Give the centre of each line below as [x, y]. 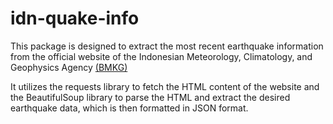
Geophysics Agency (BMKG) [69, 67]
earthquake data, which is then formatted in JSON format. [129, 108]
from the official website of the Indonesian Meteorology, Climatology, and [161, 56]
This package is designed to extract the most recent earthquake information [167, 46]
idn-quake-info [75, 18]
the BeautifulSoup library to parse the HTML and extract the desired [150, 97]
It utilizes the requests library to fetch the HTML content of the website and [165, 86]
